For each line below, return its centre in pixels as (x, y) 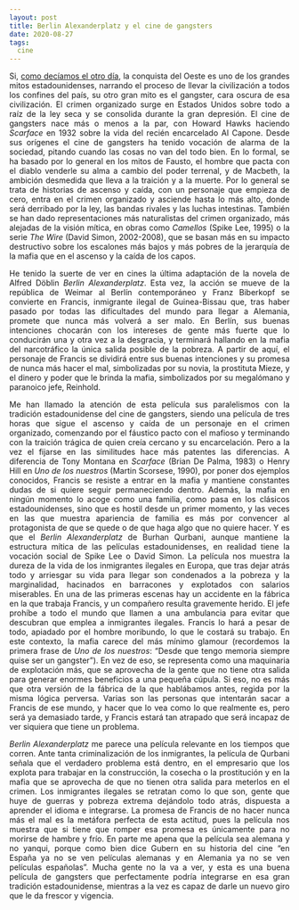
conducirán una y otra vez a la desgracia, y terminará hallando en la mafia (149, 340)
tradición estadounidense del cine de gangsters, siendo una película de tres (149, 414)
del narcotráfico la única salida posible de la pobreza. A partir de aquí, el (149, 350)
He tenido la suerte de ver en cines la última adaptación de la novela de (149, 274)
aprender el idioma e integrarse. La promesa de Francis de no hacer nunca (149, 811)
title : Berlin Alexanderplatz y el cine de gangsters (111, 26)
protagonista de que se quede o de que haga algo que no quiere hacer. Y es (149, 528)
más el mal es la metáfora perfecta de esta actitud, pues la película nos (149, 820)
